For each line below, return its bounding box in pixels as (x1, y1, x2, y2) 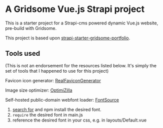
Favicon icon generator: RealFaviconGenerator (5, 77, 101, 83)
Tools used (5, 49, 40, 58)
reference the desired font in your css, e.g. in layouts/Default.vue (12, 117, 146, 123)
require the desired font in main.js (12, 112, 83, 118)
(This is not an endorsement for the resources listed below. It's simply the (5, 62, 156, 68)
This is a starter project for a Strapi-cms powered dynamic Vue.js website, (5, 20, 158, 26)
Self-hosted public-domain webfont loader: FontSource (5, 97, 119, 103)
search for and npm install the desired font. (12, 106, 101, 113)
